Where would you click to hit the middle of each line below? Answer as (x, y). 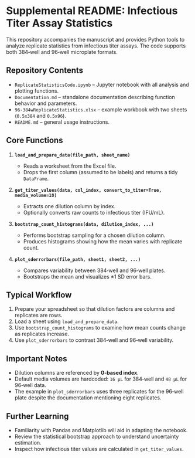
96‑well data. (30, 385)
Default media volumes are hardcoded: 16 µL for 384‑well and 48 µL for (101, 379)
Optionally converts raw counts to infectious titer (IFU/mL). (94, 212)
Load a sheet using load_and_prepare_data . (66, 321)
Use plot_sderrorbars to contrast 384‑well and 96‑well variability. (94, 340)
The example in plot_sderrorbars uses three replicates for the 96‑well (99, 392)
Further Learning (37, 416)
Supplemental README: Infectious (92, 11)
